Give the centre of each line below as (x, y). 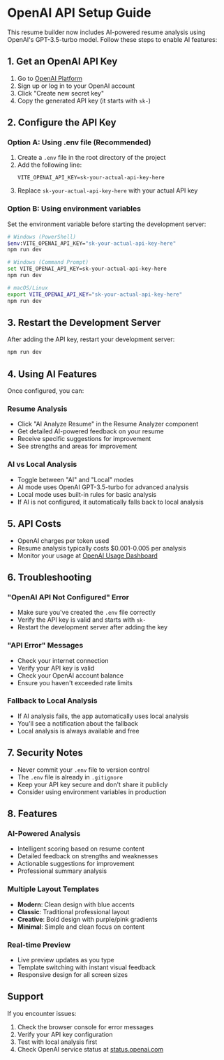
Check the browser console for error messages (85, 1027)
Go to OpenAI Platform (50, 78)
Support (25, 997)
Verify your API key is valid (56, 668)
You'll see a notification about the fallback (77, 723)
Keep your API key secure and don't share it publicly (92, 784)
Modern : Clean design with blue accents (76, 904)
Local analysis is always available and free (78, 731)
